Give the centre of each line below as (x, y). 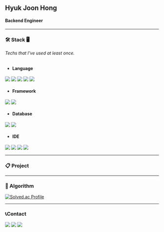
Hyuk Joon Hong (31, 8)
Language (22, 68)
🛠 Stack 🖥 (17, 40)
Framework (24, 91)
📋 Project (17, 165)
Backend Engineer (24, 20)
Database (22, 114)
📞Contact (16, 214)
